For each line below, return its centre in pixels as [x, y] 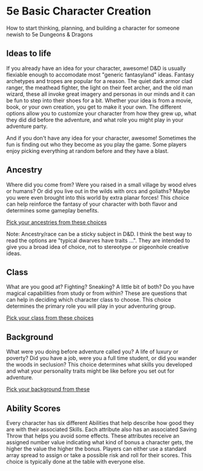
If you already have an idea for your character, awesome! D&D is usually [96, 68]
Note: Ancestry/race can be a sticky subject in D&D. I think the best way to [99, 234]
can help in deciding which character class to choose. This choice [89, 300]
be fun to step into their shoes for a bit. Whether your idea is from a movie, [99, 100]
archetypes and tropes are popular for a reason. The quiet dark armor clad [99, 81]
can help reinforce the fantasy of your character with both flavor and [92, 204]
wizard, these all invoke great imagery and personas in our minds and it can [101, 94]
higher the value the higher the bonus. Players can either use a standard [96, 449]
